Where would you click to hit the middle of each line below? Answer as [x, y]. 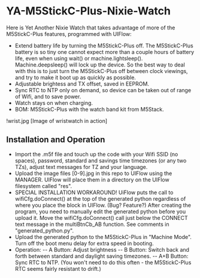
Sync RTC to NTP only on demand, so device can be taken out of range [103, 90]
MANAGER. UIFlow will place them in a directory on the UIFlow [92, 179]
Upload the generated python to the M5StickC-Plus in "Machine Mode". [103, 237]
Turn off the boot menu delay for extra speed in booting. [84, 243]
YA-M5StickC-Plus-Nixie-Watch [88, 11]
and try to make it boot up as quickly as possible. [75, 77]
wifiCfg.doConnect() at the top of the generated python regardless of [100, 198]
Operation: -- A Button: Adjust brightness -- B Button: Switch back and [102, 249]
